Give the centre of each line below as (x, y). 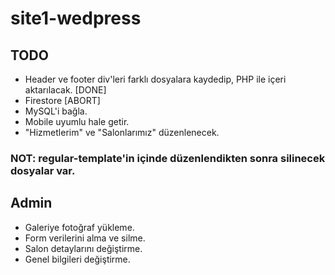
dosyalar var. (43, 170)
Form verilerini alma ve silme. (85, 238)
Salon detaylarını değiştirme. (83, 248)
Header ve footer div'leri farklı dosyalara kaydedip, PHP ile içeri (155, 79)
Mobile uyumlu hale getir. (77, 121)
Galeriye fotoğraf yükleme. (79, 227)
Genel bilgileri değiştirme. (77, 259)
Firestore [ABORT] (62, 100)
